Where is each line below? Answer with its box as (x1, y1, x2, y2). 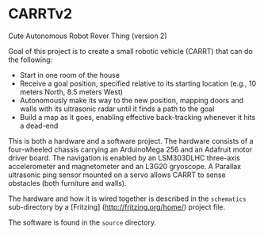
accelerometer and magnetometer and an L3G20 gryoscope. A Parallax (8, 161, 242, 171)
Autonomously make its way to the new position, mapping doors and (19, 95, 244, 105)
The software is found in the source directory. (8, 218, 157, 227)
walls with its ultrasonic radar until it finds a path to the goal (19, 104, 215, 114)
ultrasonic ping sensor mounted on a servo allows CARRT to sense (8, 170, 226, 179)
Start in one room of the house (19, 70, 121, 79)
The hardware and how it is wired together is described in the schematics (8, 194, 247, 203)
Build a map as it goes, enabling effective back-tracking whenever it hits (19, 112, 256, 121)
